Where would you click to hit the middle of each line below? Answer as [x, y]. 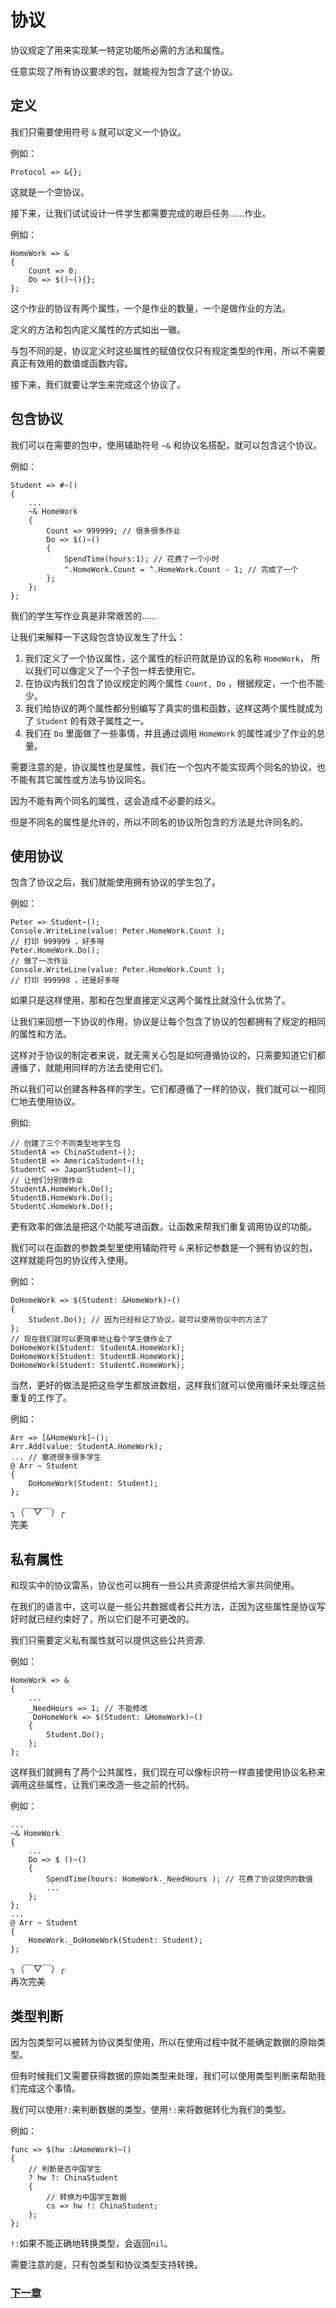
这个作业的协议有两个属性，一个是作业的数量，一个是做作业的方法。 [150, 308]
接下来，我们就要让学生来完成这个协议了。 [98, 384]
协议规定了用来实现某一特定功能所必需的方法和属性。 [120, 50]
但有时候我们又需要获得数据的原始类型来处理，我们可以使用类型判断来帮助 [163, 2075]
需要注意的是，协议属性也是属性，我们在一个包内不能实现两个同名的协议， [163, 767]
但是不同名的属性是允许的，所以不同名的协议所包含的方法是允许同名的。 [159, 822]
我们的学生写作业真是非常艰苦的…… [84, 615]
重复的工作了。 [41, 1398]
